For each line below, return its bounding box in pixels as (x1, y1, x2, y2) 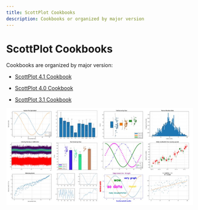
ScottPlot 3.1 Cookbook (14, 96, 72, 103)
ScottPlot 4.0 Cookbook (14, 85, 74, 92)
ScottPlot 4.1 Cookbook (14, 73, 72, 80)
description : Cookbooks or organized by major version (6, 15, 145, 22)
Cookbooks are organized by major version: (6, 62, 113, 69)
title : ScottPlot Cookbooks (6, 9, 76, 15)
